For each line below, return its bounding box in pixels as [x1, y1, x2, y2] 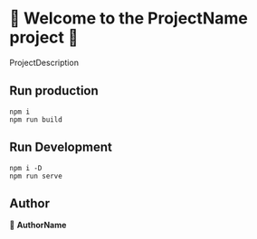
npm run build [9, 115, 63, 124]
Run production [9, 83, 100, 98]
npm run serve [9, 171, 63, 180]
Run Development [9, 140, 113, 155]
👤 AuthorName [9, 220, 67, 231]
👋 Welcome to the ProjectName [9, 8, 249, 29]
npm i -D [9, 163, 43, 172]
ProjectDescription [9, 57, 80, 68]
